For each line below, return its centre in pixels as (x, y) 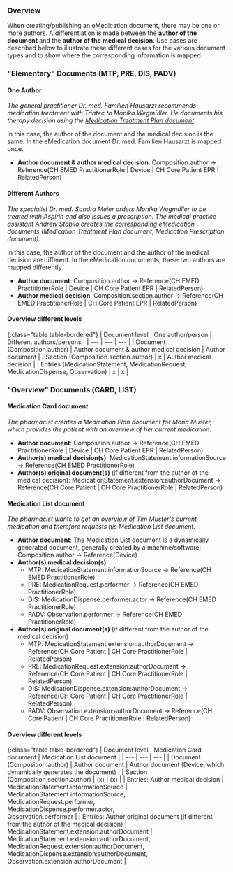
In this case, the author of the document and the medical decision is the (111, 134)
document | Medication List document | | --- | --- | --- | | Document (104, 757)
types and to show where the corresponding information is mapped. (105, 55)
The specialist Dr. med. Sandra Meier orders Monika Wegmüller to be (107, 209)
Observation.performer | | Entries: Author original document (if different (110, 817)
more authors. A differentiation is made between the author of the (102, 33)
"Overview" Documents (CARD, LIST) (72, 389)
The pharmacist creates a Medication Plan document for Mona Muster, (110, 422)
